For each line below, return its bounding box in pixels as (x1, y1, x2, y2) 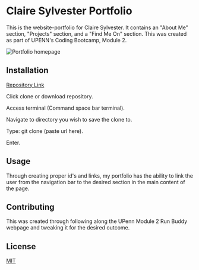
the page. (6, 185, 30, 192)
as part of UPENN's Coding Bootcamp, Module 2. (6, 36, 127, 44)
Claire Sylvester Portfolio (6, 4, 132, 18)
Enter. (6, 139, 21, 146)
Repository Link (6, 81, 45, 88)
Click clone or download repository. (6, 92, 93, 100)
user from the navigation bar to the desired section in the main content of (6, 178, 185, 185)
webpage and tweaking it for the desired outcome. (6, 224, 130, 231)
